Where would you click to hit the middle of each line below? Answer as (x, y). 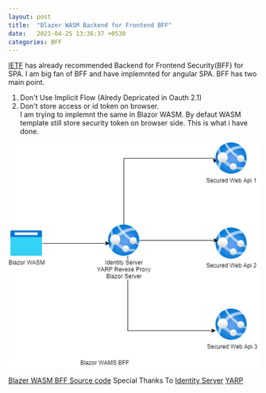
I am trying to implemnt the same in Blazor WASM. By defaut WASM (130, 114)
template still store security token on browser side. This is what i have (134, 123)
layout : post (30, 17)
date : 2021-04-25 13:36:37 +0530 (67, 33)
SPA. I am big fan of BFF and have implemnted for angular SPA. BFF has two (133, 74)
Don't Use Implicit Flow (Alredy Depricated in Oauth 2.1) (111, 98)
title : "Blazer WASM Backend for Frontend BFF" (90, 25)
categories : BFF (35, 42)
